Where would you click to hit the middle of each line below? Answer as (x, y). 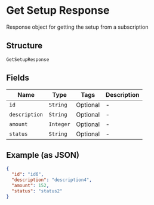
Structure (24, 46)
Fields (18, 78)
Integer (59, 124)
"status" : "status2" (37, 191)
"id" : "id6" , (28, 175)
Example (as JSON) (43, 155)
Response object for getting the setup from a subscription (77, 27)
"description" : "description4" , (52, 180)
